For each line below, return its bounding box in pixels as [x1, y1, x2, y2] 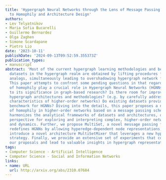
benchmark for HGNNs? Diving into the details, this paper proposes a [9, 104, 158, 108]
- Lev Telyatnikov [5, 21, 43, 26]
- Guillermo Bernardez [5, 30, 52, 35]
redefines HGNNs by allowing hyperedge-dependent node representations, [9, 126, 163, 131]
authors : [5, 16, 23, 21]
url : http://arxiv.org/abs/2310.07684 [9, 168, 90, 173]
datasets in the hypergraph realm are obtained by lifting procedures [9, 72, 158, 76]
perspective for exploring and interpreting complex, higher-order [9, 117, 152, 122]
